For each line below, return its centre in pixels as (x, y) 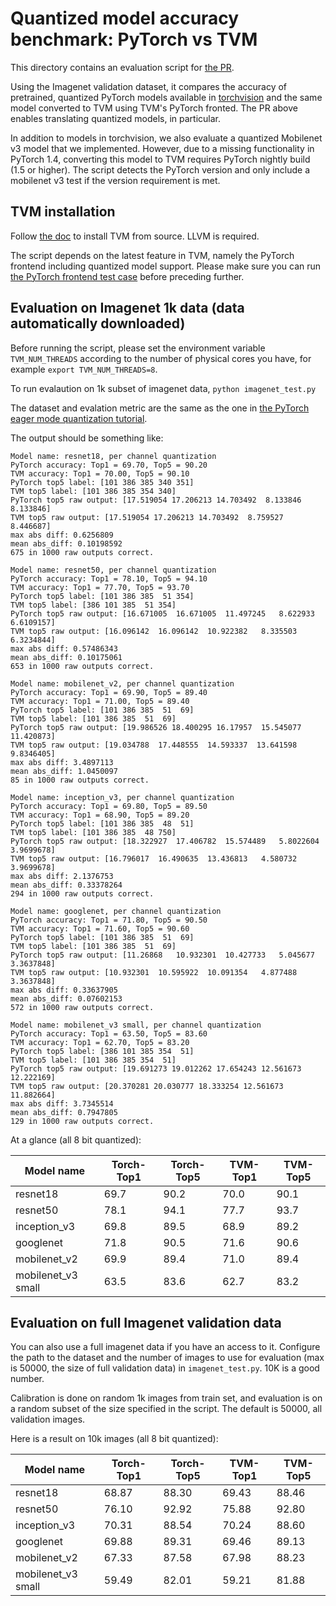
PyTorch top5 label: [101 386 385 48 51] (102, 823)
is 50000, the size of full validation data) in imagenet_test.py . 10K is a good (165, 1368)
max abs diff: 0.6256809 (62, 535)
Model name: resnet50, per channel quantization (113, 570)
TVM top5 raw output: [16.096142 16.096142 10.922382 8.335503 (154, 631)
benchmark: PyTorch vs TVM (134, 39)
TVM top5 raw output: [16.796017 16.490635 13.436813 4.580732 (154, 858)
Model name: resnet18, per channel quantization (113, 456)
